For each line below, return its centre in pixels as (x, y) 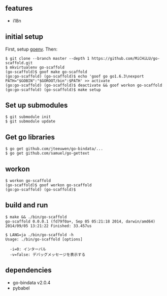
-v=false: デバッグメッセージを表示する (48, 255)
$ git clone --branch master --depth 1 (47, 58)
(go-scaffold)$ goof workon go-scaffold (49, 185)
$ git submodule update (30, 121)
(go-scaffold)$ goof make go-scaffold (46, 72)
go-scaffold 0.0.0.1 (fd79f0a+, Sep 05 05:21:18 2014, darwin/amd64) (80, 221)
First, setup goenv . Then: (31, 49)
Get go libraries (30, 137)
